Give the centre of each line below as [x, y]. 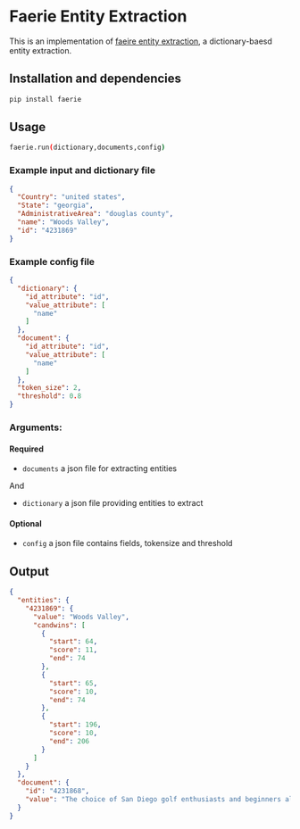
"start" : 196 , [75, 725]
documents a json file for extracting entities [99, 468]
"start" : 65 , [73, 683]
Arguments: [36, 427]
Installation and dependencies [95, 79]
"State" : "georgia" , [55, 206]
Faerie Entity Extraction [98, 17]
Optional [25, 523]
